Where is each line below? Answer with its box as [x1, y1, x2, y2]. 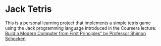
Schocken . [5, 36, 27, 42]
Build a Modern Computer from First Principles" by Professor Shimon [5, 30, 146, 36]
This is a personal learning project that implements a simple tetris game [5, 20, 151, 26]
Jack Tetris [5, 3, 52, 15]
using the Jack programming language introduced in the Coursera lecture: [5, 25, 157, 31]
